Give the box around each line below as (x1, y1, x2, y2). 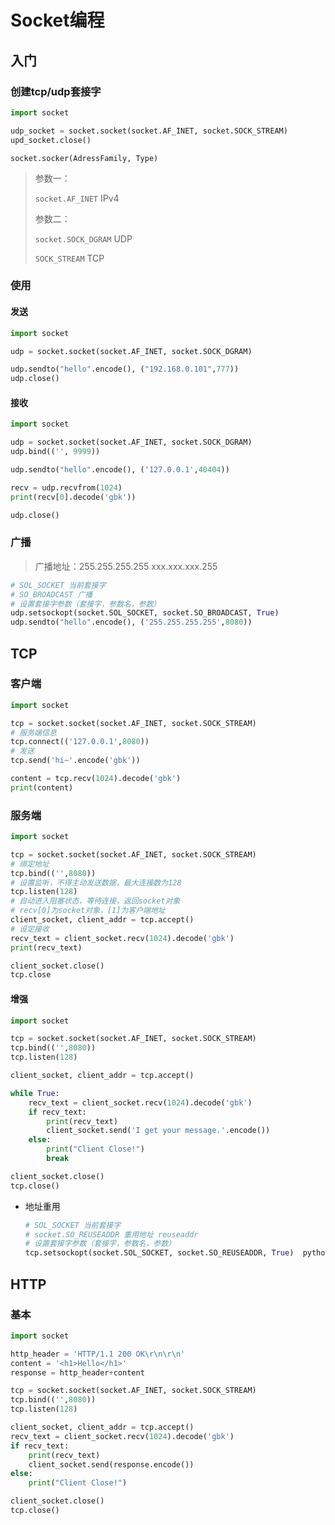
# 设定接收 (10, 924, 50, 934)
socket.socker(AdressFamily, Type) (10, 153, 159, 163)
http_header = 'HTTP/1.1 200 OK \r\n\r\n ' (10, 1349, 186, 1359)
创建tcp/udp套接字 (10, 84, 102, 98)
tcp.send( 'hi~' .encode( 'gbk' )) (10, 756, 141, 766)
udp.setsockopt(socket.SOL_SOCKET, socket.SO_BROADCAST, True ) (10, 608, 280, 618)
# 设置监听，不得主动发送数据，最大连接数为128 (10, 877, 182, 888)
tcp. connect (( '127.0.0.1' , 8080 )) (10, 737, 150, 747)
